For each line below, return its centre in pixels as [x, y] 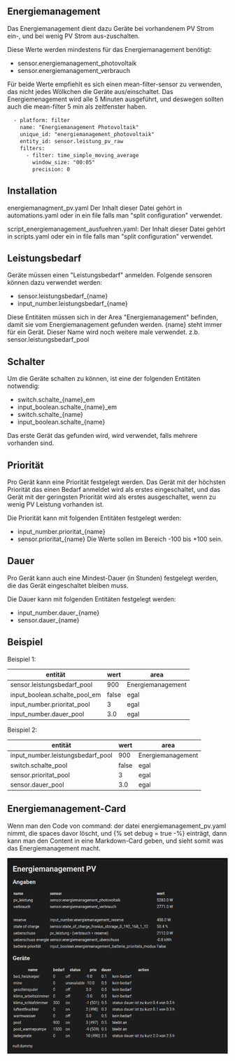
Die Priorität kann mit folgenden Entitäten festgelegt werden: [94, 518]
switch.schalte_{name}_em [56, 400]
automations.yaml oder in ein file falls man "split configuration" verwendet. [115, 215]
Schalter [26, 362]
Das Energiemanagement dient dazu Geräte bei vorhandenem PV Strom [111, 28]
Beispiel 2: [22, 730]
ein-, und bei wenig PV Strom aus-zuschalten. [73, 36]
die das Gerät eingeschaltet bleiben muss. [68, 585]
